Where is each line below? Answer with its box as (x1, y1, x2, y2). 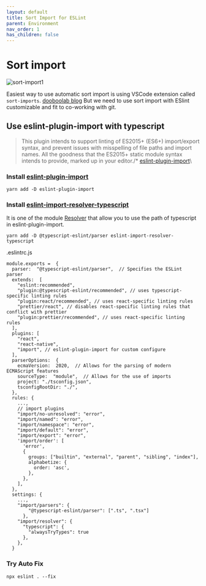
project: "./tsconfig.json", (17, 379, 92, 385)
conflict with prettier (6, 309, 67, 315)
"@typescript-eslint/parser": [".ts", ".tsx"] (28, 507, 150, 514)
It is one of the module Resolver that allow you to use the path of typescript (6, 214, 197, 222)
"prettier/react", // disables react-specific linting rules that (17, 304, 191, 310)
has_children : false (6, 32, 59, 38)
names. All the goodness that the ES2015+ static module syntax (21, 150, 183, 158)
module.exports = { (6, 261, 59, 267)
